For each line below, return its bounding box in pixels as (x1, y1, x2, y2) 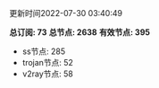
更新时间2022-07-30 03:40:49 (9, 8, 123, 18)
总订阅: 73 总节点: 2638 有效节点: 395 (9, 27, 150, 38)
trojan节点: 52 (21, 57, 74, 67)
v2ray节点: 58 (21, 68, 73, 79)
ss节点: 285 (21, 46, 66, 57)
